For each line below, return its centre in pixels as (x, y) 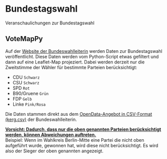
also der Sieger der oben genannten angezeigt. (54, 151)
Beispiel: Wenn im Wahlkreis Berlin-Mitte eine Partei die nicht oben (75, 140)
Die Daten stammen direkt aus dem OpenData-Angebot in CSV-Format (79, 114)
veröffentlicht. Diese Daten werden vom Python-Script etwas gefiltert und (82, 56)
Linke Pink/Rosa (29, 104)
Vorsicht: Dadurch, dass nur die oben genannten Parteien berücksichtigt (83, 129)
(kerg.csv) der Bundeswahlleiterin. (41, 119)
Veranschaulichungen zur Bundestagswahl (50, 23)
